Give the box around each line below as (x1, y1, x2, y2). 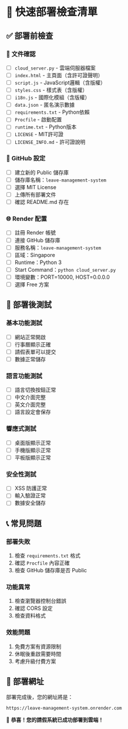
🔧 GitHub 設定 (6, 154, 46, 163)
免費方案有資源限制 (14, 643, 62, 650)
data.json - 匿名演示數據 (14, 101, 75, 108)
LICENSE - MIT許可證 (14, 131, 63, 138)
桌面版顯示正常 (14, 439, 51, 446)
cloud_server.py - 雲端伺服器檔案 (14, 64, 96, 71)
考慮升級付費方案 (14, 658, 56, 665)
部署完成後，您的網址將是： (6, 693, 73, 700)
